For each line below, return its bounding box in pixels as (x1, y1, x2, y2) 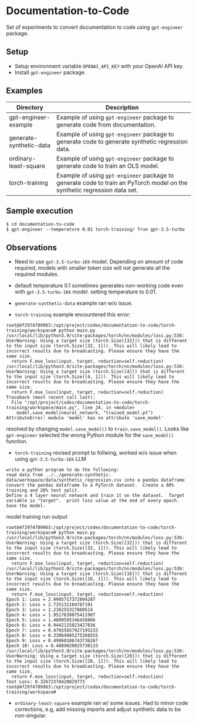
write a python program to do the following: (6, 467, 119, 473)
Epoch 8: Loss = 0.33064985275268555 (6, 633, 98, 639)
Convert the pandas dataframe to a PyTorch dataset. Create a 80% (6, 482, 175, 489)
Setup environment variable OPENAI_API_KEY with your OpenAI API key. (14, 62, 184, 69)
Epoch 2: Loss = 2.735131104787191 (6, 602, 93, 608)
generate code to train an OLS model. (56, 162, 159, 170)
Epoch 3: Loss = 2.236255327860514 (6, 607, 93, 613)
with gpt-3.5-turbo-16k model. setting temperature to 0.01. (14, 288, 157, 295)
